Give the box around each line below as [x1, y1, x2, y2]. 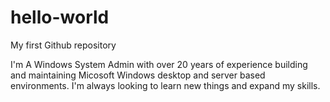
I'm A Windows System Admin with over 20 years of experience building [10, 58, 308, 70]
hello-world [10, 6, 110, 29]
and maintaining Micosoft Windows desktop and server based [10, 69, 266, 81]
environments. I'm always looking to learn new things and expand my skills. [10, 79, 321, 91]
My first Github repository [10, 39, 117, 51]
